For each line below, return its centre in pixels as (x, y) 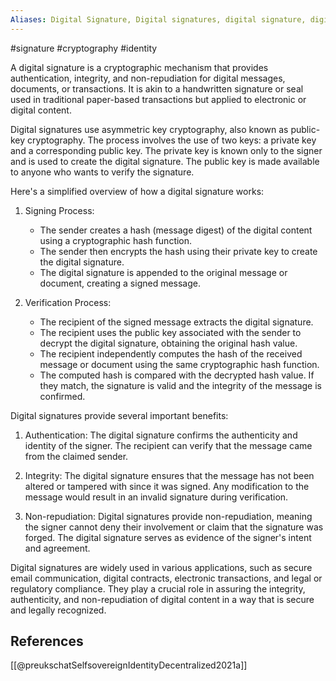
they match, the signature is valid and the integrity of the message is (180, 385)
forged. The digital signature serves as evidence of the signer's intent (168, 537)
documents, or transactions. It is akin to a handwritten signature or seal (157, 88)
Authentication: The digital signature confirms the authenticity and (161, 435)
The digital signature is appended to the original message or (163, 272)
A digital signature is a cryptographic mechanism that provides (139, 67)
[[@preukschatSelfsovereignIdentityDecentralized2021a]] (129, 665)
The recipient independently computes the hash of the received (171, 353)
